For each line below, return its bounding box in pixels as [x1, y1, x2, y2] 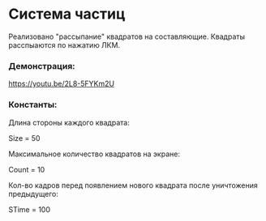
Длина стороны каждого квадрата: [8, 117, 130, 127]
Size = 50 [8, 133, 41, 142]
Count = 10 [8, 164, 45, 174]
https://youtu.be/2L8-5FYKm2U [8, 79, 115, 89]
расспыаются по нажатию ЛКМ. [8, 40, 120, 49]
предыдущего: [8, 189, 59, 198]
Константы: [8, 99, 58, 110]
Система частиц [8, 5, 126, 23]
